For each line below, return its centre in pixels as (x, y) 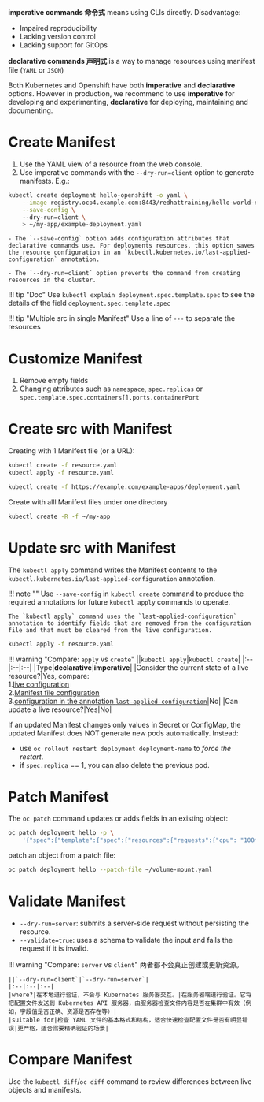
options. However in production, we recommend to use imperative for (121, 93)
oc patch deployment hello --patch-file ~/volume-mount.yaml (110, 870)
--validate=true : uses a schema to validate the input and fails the (126, 940)
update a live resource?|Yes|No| (60, 709)
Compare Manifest (70, 1060)
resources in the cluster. (52, 280)
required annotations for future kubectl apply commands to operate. (119, 601)
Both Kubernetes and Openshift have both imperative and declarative (122, 85)
